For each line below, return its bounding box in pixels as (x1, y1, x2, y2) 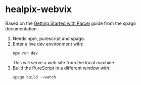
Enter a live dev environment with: (12, 40, 83, 47)
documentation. (5, 25, 38, 31)
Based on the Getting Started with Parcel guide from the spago (5, 20, 136, 26)
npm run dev (12, 51, 38, 56)
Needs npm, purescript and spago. (12, 35, 85, 41)
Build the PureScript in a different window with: (12, 65, 111, 71)
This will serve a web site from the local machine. (12, 59, 116, 65)
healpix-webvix (5, 4, 72, 15)
